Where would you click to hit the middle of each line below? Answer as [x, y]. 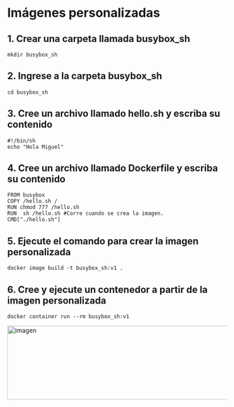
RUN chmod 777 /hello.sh [43, 208]
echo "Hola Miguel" [36, 147]
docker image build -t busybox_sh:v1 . [65, 268]
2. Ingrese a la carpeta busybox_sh [85, 76]
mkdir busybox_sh [32, 55]
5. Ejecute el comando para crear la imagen [103, 241]
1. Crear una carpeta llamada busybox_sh [99, 39]
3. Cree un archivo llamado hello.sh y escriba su [114, 114]
